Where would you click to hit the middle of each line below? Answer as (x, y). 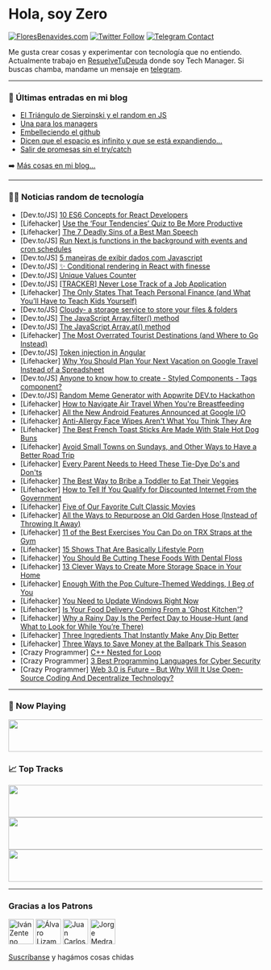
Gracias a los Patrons (51, 906)
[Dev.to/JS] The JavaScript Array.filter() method (100, 318)
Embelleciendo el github (60, 132)
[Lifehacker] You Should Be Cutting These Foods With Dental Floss (131, 558)
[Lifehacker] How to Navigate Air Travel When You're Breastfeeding (132, 403)
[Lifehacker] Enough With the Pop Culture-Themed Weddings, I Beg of (137, 583)
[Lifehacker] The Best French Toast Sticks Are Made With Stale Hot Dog (140, 429)
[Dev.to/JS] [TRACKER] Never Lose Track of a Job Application (123, 284)
